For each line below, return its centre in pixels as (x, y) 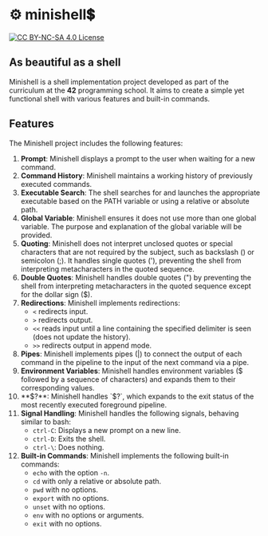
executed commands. (56, 184)
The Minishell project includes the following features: (96, 143)
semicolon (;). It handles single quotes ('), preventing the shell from (131, 260)
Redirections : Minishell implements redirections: (100, 303)
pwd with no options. (65, 490)
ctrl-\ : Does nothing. (68, 447)
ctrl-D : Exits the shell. (69, 439)
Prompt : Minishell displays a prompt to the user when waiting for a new (138, 158)
